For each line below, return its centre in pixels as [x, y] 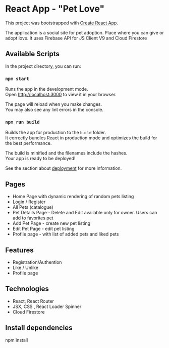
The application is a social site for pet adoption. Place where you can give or [84, 32]
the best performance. [29, 143]
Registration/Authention [37, 262]
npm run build [22, 122]
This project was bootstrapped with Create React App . [62, 23]
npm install [17, 340]
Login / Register [29, 202]
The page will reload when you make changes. [54, 104]
